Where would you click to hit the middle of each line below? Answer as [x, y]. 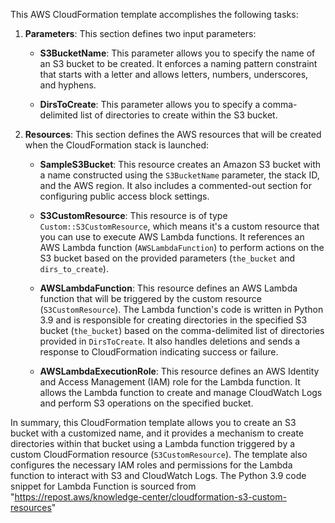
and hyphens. [68, 85]
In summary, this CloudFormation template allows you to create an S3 [153, 422]
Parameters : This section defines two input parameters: [140, 33]
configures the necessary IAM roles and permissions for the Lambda [151, 465]
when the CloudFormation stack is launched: [117, 145]
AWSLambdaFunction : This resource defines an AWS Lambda [168, 288]
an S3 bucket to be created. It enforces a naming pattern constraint [178, 63]
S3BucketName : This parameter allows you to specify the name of [177, 53]
